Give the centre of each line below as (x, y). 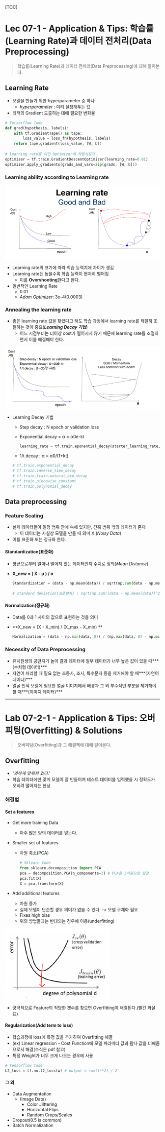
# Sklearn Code (35, 863)
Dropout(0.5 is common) (37, 1120)
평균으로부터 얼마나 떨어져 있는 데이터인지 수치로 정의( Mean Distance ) (80, 564)
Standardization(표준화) (29, 551)
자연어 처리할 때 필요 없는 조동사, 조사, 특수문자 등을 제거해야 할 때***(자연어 (85, 673)
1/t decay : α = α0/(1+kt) (44, 456)
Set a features (20, 812)
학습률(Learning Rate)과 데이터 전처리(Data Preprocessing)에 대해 (82, 66)
